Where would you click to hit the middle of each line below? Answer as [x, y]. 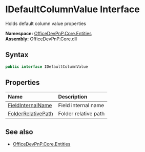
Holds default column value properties [46, 23]
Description [73, 97]
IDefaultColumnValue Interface [72, 9]
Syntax [17, 55]
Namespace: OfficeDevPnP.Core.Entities [49, 33]
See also [19, 132]
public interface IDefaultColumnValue [47, 67]
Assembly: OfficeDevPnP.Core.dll [41, 39]
